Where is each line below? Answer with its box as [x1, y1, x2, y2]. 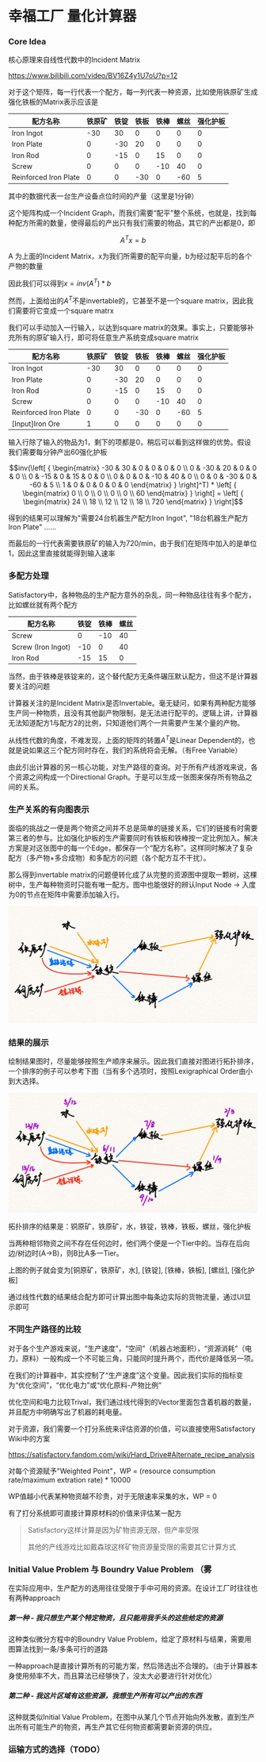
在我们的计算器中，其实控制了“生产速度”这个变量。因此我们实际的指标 [8, 1370, 237, 1379]
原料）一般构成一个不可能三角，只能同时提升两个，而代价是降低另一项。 [21, 1353, 258, 1363]
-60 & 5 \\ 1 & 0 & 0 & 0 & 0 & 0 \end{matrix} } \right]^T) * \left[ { [28, 480, 237, 490]
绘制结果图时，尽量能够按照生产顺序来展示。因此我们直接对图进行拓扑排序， [8, 1056, 258, 1066]
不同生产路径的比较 [8, 1324, 82, 1335]
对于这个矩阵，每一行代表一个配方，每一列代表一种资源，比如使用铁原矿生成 [8, 87, 258, 97]
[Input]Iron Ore [11, 418, 61, 429]
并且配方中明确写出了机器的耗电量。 [8, 1406, 127, 1417]
